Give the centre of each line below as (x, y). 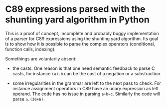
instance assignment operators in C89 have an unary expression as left (85, 88)
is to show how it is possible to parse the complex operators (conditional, (80, 44)
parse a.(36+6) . (28, 99)
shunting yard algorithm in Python (77, 20)
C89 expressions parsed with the (75, 9)
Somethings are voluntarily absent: (41, 58)
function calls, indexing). (30, 49)
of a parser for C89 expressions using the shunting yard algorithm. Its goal (82, 39)
